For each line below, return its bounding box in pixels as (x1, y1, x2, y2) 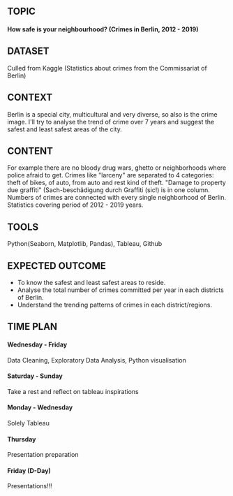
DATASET (7, 45, 50, 57)
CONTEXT (7, 92, 53, 103)
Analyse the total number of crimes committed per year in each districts (17, 286, 225, 294)
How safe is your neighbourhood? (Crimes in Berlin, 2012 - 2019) (7, 24, 199, 34)
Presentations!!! (7, 482, 52, 490)
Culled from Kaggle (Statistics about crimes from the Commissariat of (7, 64, 207, 72)
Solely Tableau (7, 419, 50, 428)
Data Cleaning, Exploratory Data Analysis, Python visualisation (7, 356, 186, 364)
